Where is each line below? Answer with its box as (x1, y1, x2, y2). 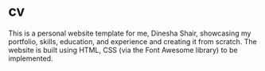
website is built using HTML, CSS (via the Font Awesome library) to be (8, 45, 238, 54)
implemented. (8, 54, 53, 63)
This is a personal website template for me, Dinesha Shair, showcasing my (8, 28, 251, 38)
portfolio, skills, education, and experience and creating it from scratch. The (8, 36, 257, 46)
